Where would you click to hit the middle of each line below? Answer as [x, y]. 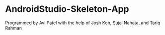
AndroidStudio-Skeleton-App [67, 9]
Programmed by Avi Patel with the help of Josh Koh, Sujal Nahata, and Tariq [83, 23]
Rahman [14, 28]
